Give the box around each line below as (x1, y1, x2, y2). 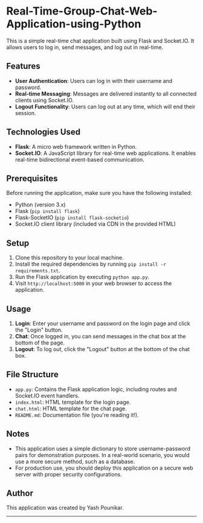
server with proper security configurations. (14, 470, 122, 478)
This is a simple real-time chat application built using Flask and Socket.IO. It (6, 37, 195, 44)
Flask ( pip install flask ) (14, 208, 80, 215)
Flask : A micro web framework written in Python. (14, 143, 137, 150)
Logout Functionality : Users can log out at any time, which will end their (14, 103, 196, 110)
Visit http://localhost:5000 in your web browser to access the (14, 280, 172, 287)
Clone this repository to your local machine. (14, 254, 124, 261)
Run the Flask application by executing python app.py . (14, 274, 150, 281)
